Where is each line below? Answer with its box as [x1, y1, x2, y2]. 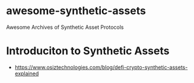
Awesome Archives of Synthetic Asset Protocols [6, 24, 124, 31]
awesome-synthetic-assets [6, 4, 147, 18]
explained [14, 69, 39, 77]
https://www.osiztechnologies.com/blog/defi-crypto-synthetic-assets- [14, 64, 188, 71]
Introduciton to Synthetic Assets [6, 44, 170, 58]
